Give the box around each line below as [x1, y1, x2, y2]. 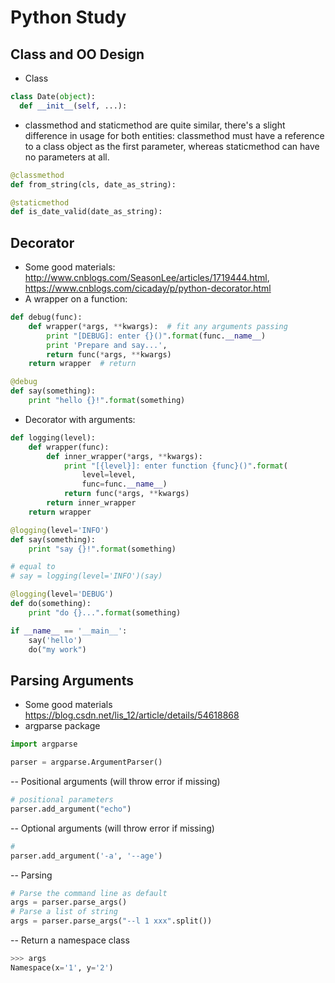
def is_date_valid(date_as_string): [10, 207, 163, 217]
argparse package [24, 720, 101, 732]
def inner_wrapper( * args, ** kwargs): [46, 451, 203, 461]
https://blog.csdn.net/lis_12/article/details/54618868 [24, 709, 240, 721]
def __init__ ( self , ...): [19, 101, 128, 111]
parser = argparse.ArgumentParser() [10, 757, 163, 768]
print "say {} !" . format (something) [28, 544, 177, 554]
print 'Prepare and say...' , [46, 340, 168, 350]
